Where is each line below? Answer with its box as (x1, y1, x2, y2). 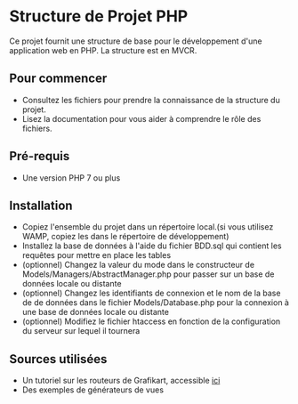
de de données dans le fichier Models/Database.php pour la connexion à (21, 297, 289, 308)
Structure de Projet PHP (9, 6, 189, 27)
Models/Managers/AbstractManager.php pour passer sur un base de (21, 269, 275, 279)
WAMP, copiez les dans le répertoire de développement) (21, 231, 230, 242)
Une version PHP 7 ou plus (21, 172, 121, 183)
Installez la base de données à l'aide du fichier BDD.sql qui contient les (21, 240, 282, 251)
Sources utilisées (9, 351, 108, 367)
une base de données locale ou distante (21, 307, 169, 318)
